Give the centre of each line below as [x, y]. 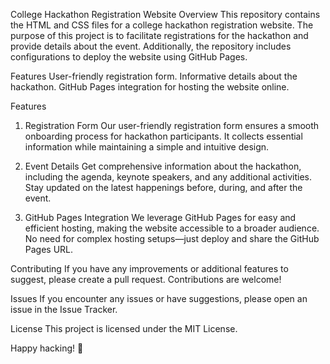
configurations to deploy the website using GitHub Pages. [129, 57]
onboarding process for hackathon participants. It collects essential [163, 136]
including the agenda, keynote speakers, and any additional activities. [168, 177]
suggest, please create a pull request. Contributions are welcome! [146, 279]
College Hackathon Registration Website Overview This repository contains [165, 14]
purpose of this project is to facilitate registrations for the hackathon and [159, 35]
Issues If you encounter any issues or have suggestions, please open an [159, 298]
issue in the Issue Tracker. [64, 309]
